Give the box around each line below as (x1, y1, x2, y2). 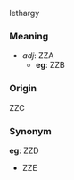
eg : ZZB (35, 60, 65, 71)
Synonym (9, 124, 52, 137)
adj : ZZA (21, 50, 54, 61)
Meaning (9, 30, 49, 42)
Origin (9, 82, 37, 95)
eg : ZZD (9, 145, 39, 156)
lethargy (9, 8, 40, 18)
